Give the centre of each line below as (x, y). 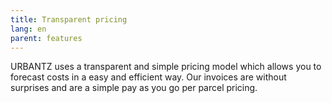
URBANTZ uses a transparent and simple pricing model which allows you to (166, 67)
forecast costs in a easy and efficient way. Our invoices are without (148, 77)
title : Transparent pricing (69, 19)
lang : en (28, 29)
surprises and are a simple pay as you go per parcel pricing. (134, 88)
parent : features (46, 38)
